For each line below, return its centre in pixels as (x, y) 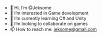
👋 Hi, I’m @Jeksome (30, 8)
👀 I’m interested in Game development (49, 13)
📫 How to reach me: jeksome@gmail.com (53, 29)
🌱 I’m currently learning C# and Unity (48, 18)
